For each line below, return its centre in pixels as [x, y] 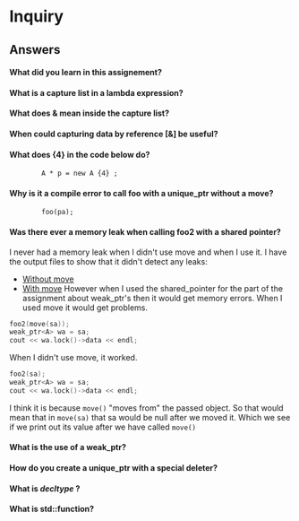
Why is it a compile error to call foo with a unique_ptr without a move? [141, 193]
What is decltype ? [45, 488]
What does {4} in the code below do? [80, 154]
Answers [35, 50]
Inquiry [37, 17]
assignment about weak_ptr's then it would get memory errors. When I [152, 298]
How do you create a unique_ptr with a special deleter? [113, 468]
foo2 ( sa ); [28, 374]
